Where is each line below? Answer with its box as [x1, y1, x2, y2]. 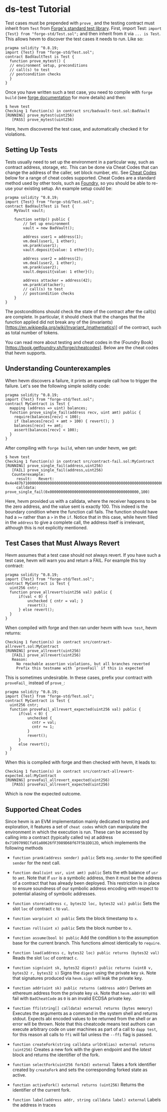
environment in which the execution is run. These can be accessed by [5, 829, 149, 835]
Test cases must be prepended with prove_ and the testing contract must [5, 20, 155, 26]
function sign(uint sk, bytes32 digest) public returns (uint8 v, [12, 965, 153, 970]
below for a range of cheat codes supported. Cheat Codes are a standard [5, 174, 156, 180]
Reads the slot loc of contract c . [12, 955, 79, 961]
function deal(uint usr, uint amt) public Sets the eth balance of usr [12, 870, 159, 876]
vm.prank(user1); [23, 243, 59, 248]
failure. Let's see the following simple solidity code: [5, 383, 110, 389]
